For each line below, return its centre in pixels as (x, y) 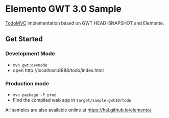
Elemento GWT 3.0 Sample (63, 9)
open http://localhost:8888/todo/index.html (58, 70)
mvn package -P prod (34, 95)
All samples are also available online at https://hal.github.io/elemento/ (78, 110)
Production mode (27, 83)
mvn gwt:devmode (30, 65)
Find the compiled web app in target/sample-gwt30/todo (72, 100)
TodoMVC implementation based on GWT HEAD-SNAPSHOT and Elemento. (85, 23)
